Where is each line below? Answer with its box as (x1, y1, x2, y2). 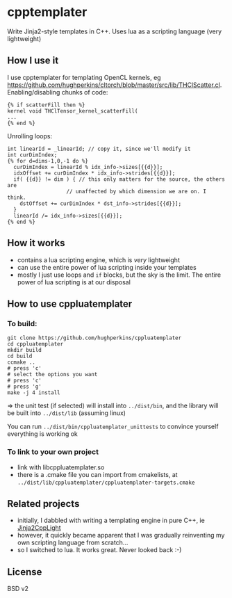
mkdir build (7, 347, 42, 354)
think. (7, 194, 26, 201)
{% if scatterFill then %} (7, 102, 85, 108)
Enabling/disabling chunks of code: (7, 88, 108, 96)
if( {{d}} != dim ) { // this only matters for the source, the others (13, 175, 226, 183)
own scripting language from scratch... (17, 538, 129, 547)
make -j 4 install (7, 389, 60, 396)
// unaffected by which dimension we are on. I (66, 188, 207, 195)
